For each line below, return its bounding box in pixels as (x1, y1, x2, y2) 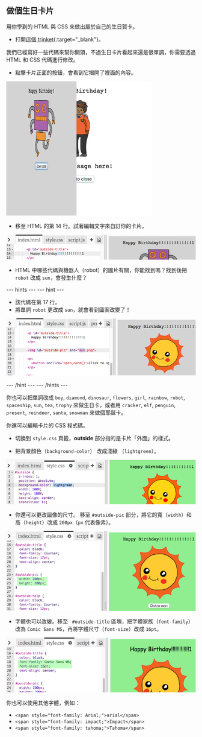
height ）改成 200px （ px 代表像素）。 (25, 519, 114, 526)
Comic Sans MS (26, 627, 63, 633)
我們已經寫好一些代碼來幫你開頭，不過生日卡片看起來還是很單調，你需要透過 (6, 48, 196, 55)
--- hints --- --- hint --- (6, 286, 64, 294)
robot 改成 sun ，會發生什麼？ (14, 274, 87, 282)
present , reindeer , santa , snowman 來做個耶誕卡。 (6, 409, 127, 416)
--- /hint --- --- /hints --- (6, 382, 68, 389)
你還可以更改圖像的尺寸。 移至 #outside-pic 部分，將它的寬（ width (14, 511, 182, 519)
